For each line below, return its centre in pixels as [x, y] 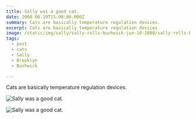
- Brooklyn [24, 60]
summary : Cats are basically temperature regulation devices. [83, 22]
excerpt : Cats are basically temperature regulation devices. [83, 28]
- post [19, 44]
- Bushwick [24, 66]
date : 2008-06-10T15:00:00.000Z [45, 17]
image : [14, 33]
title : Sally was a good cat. [43, 11]
